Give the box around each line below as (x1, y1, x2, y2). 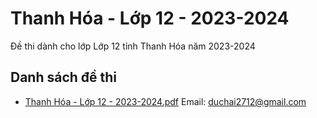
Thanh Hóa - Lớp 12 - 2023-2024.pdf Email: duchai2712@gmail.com (24, 95, 307, 107)
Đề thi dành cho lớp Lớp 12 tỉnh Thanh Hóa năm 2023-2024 (10, 40, 256, 52)
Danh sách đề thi (10, 69, 118, 86)
